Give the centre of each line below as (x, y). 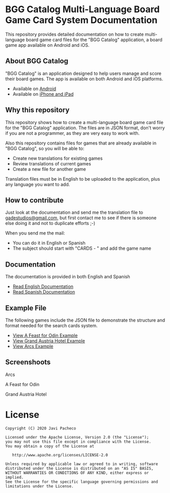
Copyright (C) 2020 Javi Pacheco (41, 428)
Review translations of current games (52, 163)
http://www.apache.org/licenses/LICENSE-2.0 (60, 455)
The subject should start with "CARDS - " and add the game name (82, 248)
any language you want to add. (38, 184)
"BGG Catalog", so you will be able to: (45, 148)
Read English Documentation (43, 286)
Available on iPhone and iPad (43, 94)
